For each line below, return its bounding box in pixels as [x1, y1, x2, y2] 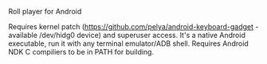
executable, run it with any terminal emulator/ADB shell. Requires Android [8, 39, 249, 48]
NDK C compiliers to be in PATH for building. [8, 47, 154, 56]
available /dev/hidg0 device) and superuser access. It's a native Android [8, 31, 245, 40]
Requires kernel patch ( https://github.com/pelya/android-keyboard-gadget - [8, 22, 259, 31]
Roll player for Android [8, 7, 82, 16]
